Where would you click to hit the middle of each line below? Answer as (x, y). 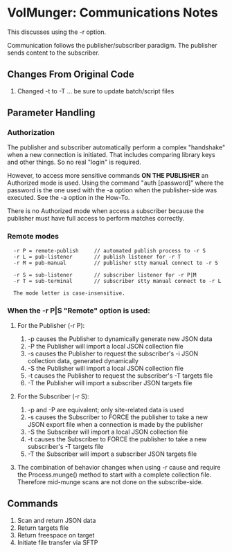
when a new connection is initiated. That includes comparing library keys (111, 155)
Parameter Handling (51, 113)
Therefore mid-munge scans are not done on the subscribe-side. (110, 482)
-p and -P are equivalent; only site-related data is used (106, 410)
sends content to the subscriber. (54, 53)
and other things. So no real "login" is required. (74, 162)
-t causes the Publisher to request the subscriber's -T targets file (120, 376)
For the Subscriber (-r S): (53, 396)
